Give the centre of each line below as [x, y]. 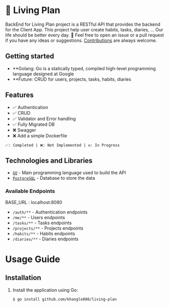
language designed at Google [43, 74]
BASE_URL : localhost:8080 [34, 202]
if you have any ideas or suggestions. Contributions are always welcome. [81, 40]
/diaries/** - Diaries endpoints [45, 239]
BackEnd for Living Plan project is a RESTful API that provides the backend [83, 24]
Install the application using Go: [45, 290]
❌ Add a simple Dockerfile [40, 135]
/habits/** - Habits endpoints [44, 233]
